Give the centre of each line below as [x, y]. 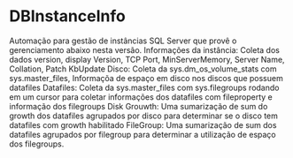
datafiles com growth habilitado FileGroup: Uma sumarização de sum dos [143, 124]
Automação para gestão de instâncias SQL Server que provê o [123, 41]
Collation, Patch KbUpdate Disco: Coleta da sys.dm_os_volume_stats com [143, 69]
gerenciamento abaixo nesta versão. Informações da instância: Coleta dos [145, 49]
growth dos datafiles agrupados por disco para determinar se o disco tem [144, 116]
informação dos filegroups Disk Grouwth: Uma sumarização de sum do [139, 106]
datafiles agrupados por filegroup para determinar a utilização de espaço [143, 134]
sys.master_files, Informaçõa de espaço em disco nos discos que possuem [146, 78]
